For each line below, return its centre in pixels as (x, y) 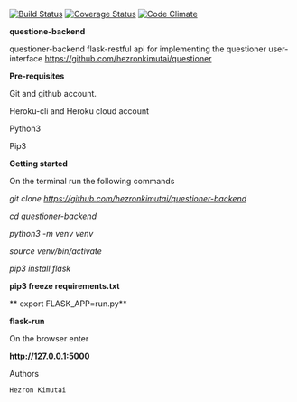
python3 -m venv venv (51, 234)
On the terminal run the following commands (92, 181)
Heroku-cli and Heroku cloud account (79, 111)
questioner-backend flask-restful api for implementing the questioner (138, 49)
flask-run (27, 321)
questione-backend (47, 31)
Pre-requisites (37, 76)
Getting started (38, 164)
